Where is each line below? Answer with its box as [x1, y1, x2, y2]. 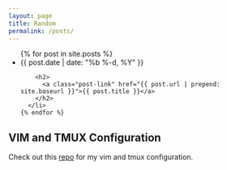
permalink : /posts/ [8, 27, 75, 35]
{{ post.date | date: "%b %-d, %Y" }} [19, 57, 144, 67]
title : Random [8, 19, 57, 28]
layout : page [8, 11, 53, 20]
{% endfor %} [19, 108, 65, 117]
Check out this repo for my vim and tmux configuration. [8, 152, 194, 162]
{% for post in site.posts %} [19, 49, 113, 59]
